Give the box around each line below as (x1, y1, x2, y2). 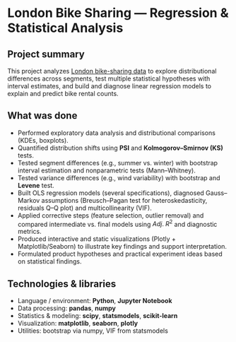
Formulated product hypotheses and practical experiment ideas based (17, 249, 223, 259)
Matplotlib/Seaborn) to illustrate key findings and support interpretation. (17, 242, 228, 251)
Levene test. (17, 181, 54, 189)
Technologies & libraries (7, 278, 117, 290)
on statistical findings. (17, 257, 83, 266)
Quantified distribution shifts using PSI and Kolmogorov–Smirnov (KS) (17, 143, 224, 152)
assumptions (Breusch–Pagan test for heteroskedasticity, (41, 196, 208, 204)
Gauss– (206, 189, 228, 197)
